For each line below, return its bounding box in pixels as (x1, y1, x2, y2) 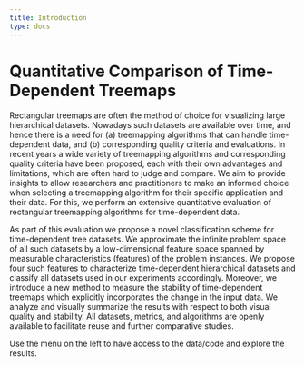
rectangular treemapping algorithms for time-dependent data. (9, 206, 240, 218)
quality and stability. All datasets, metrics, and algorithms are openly (9, 311, 265, 322)
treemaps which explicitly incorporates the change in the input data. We (9, 292, 279, 302)
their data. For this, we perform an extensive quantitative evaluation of (9, 197, 272, 208)
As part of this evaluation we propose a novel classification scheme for (9, 224, 275, 235)
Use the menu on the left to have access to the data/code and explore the (9, 338, 285, 350)
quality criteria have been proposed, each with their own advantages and (9, 158, 283, 169)
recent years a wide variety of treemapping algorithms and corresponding (9, 149, 286, 160)
